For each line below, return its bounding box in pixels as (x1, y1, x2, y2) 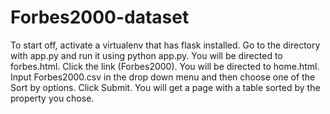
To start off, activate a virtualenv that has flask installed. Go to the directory (10, 39, 321, 51)
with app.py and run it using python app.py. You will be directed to (10, 49, 283, 61)
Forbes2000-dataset (10, 6, 190, 29)
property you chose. (10, 92, 95, 104)
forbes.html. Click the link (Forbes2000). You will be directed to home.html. (10, 60, 320, 72)
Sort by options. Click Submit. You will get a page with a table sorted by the (10, 81, 321, 93)
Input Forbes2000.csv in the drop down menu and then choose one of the (10, 71, 316, 83)
